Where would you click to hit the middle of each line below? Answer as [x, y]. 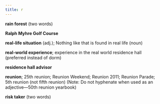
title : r [14, 10]
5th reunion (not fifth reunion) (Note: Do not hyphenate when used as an [79, 82]
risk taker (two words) [28, 97]
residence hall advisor [29, 67]
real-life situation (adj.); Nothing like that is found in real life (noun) [74, 43]
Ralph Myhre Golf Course [32, 33]
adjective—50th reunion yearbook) [41, 87]
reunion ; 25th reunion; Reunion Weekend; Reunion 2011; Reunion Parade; [80, 76]
